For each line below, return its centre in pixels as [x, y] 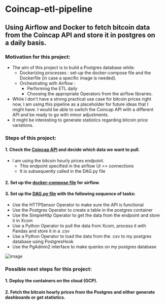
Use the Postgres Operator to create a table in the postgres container [82, 210]
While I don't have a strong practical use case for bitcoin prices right [82, 99]
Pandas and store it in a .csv [41, 231]
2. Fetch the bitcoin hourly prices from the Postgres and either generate [80, 292]
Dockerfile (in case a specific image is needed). [68, 78]
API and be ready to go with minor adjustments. [61, 114]
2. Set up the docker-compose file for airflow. [52, 182]
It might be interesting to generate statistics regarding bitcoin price [80, 120]
